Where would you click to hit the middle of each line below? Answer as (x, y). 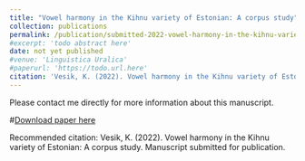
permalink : (30, 34)
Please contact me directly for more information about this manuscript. (142, 102)
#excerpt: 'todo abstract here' (70, 43)
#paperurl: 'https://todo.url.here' (79, 69)
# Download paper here (53, 119)
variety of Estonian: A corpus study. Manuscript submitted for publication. (148, 147)
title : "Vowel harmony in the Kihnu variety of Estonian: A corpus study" (154, 18)
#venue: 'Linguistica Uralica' (69, 60)
